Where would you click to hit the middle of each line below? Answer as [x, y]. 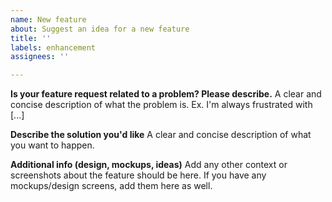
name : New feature [48, 19]
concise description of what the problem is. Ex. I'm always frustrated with [161, 105]
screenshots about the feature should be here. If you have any [138, 175]
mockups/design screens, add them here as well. [111, 186]
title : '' [31, 38]
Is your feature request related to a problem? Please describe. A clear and [166, 94]
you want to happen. [52, 145]
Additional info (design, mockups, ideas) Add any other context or [149, 165]
